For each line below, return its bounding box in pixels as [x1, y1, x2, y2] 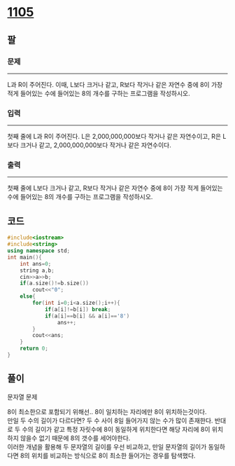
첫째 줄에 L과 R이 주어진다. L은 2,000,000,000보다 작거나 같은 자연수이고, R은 [7, 132, 222, 141]
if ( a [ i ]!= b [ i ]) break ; [44, 306, 111, 313]
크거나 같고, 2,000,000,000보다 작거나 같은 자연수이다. [20, 141, 171, 149]
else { [20, 293, 36, 300]
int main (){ [7, 254, 42, 261]
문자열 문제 [7, 392, 38, 401]
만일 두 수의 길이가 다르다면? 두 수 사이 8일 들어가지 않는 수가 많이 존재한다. [7, 416, 213, 425]
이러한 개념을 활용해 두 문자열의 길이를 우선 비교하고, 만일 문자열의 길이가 [7, 442, 207, 451]
